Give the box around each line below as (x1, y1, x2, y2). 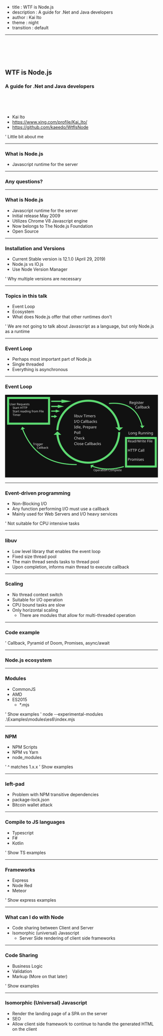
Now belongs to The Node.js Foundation (12, 223, 93, 229)
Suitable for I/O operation (12, 596, 63, 603)
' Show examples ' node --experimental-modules (5, 711, 103, 717)
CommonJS (12, 686, 36, 692)
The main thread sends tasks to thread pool (12, 558, 99, 564)
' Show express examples (5, 897, 57, 903)
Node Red (12, 882, 33, 888)
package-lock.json (12, 797, 50, 803)
